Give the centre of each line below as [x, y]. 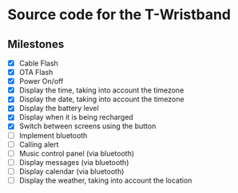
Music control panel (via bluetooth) [77, 153]
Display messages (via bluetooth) [74, 162]
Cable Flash [39, 63]
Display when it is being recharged [76, 117]
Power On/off [41, 81]
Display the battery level [59, 108]
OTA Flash [36, 73]
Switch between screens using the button [87, 126]
